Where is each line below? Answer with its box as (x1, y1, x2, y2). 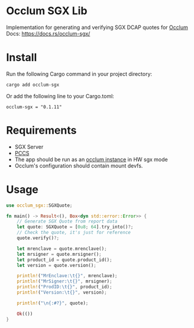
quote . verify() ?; (17, 235, 60, 241)
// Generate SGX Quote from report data (17, 218, 118, 224)
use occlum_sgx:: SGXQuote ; (6, 202, 73, 208)
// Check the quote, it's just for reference (17, 230, 131, 236)
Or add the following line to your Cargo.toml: (6, 92, 114, 99)
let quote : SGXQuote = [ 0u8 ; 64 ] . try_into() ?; (17, 224, 134, 230)
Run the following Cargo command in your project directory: (6, 70, 153, 78)
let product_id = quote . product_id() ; (17, 256, 112, 263)
